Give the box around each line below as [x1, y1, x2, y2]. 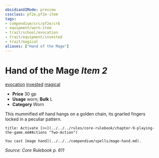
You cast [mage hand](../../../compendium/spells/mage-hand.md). [5, 138, 141, 143]
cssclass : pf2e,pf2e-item [5, 12, 58, 17]
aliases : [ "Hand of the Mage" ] [5, 44, 69, 49]
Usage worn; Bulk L [12, 96, 53, 102]
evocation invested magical [5, 81, 60, 87]
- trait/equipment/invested [5, 35, 63, 40]
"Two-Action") [49, 130, 78, 135]
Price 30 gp [12, 91, 37, 96]
